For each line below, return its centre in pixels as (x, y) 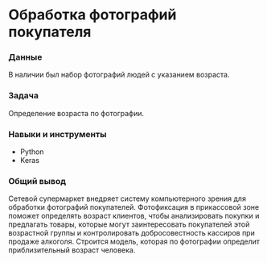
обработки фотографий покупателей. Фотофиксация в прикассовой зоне (134, 207)
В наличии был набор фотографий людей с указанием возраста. (119, 75)
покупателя (50, 32)
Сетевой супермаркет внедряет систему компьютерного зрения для (127, 198)
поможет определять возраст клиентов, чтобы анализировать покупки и (134, 216)
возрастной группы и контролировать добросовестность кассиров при (131, 233)
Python (32, 152)
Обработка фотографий (92, 15)
